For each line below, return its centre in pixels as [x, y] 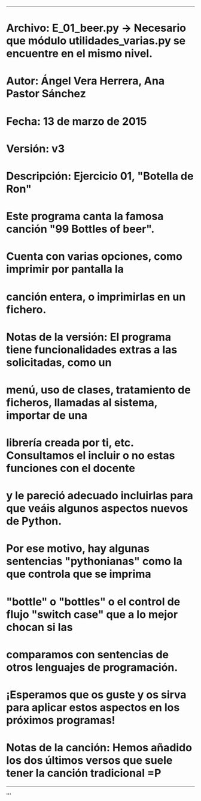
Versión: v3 [35, 148]
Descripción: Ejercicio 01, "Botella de [100, 176]
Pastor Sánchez [46, 94]
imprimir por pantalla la [65, 269]
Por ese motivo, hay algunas [78, 549]
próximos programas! [61, 720]
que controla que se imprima [79, 574]
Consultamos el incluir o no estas [91, 456]
